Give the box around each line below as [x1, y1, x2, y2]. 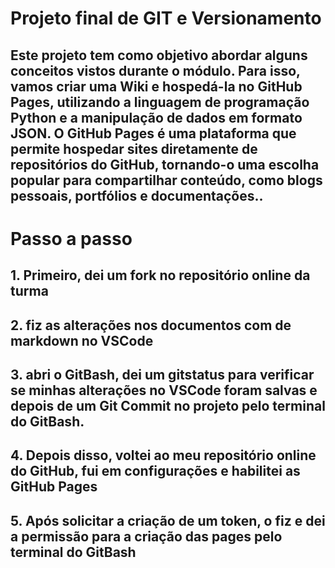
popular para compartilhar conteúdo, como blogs [10, 172, 323, 189]
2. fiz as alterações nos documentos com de [10, 317, 292, 334]
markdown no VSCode [10, 332, 154, 349]
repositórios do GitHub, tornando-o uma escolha [10, 156, 320, 173]
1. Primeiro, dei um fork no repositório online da [10, 267, 311, 284]
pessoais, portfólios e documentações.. [10, 187, 264, 204]
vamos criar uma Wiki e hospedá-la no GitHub [10, 78, 303, 95]
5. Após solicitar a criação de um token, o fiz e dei [10, 512, 326, 529]
